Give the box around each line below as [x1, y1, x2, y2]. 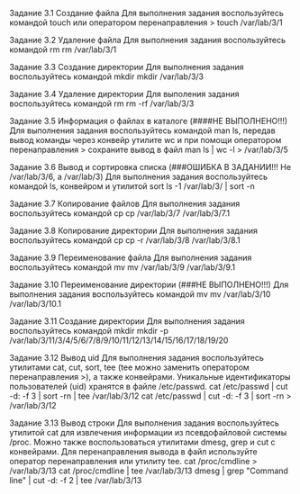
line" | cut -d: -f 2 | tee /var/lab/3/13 [9, 475, 142, 485]
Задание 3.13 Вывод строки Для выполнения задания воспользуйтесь [9, 418, 279, 428]
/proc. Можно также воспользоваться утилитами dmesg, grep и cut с [9, 436, 276, 447]
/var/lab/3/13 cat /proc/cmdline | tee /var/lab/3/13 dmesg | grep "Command [9, 465, 288, 476]
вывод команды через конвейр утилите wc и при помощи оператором [9, 135, 282, 145]
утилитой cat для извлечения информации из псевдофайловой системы [9, 427, 287, 437]
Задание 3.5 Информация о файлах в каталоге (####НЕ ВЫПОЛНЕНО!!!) [9, 116, 288, 126]
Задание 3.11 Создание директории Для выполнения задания [9, 316, 245, 327]
